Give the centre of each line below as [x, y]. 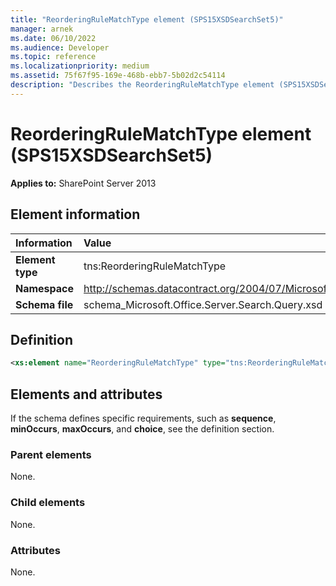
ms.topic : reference [53, 57]
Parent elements [51, 454]
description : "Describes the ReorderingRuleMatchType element [142, 85]
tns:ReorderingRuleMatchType [155, 266]
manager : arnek [42, 29]
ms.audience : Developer [60, 47]
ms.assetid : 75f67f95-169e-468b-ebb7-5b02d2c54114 [118, 76]
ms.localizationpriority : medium [80, 66]
